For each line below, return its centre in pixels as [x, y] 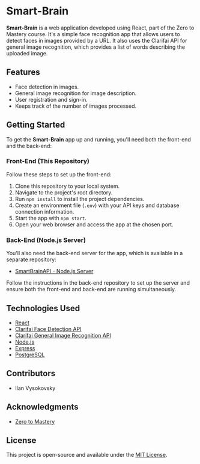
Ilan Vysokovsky [35, 388]
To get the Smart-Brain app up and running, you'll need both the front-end [98, 139]
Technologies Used [43, 308]
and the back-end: [29, 146]
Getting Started [36, 125]
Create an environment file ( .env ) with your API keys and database [97, 205]
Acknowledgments [43, 407]
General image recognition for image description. [76, 93]
